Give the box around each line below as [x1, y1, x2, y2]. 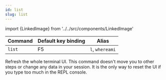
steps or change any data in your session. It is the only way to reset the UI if [5, 64, 161, 70]
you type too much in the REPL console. [5, 69, 87, 75]
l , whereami [90, 46, 116, 53]
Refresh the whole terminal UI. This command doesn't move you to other [5, 58, 155, 65]
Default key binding [37, 37, 86, 44]
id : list [5, 7, 23, 12]
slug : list [5, 12, 28, 17]
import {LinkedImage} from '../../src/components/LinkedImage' [5, 25, 134, 31]
